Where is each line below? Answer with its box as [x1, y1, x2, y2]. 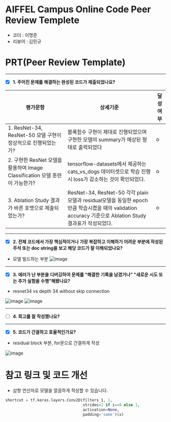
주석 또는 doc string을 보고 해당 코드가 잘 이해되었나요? [12, 245, 123, 251]
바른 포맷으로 [14, 204, 44, 212]
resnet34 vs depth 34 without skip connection [12, 288, 110, 294]
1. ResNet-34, [8, 124, 43, 131]
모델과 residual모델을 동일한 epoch [67, 197, 149, 204]
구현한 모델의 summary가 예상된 [67, 136, 141, 143]
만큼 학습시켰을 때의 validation [67, 204, 137, 212]
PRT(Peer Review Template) [5, 57, 126, 68]
